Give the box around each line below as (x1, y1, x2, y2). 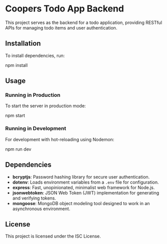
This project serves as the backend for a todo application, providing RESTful (5, 19, 162, 25)
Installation (5, 39, 41, 48)
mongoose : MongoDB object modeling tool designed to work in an (12, 200, 150, 206)
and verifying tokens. (12, 195, 56, 201)
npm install (5, 62, 28, 68)
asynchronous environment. (12, 206, 70, 212)
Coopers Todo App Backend (5, 3, 124, 14)
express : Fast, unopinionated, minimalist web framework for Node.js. (12, 184, 155, 190)
